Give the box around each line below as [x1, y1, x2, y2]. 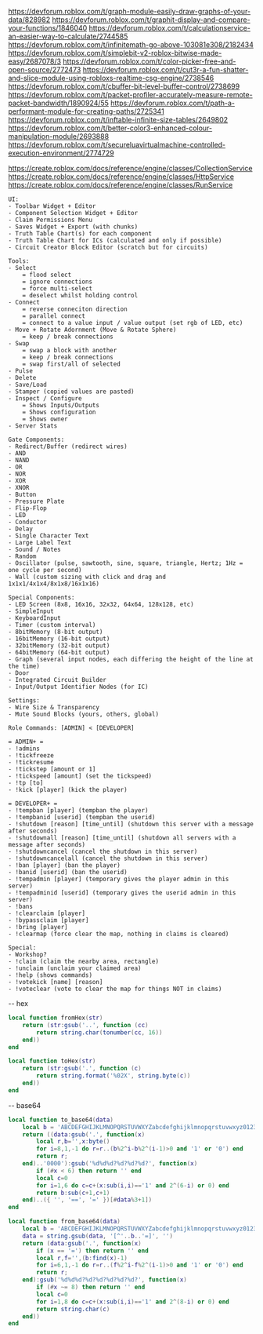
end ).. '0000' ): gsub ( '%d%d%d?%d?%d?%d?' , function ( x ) [22, 1160, 198, 1168]
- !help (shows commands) [8, 971, 92, 979]
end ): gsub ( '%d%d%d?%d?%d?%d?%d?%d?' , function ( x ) [22, 1276, 188, 1284]
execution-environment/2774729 [8, 148, 115, 158]
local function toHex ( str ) [8, 1057, 96, 1066]
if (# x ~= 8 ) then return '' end [36, 1283, 146, 1291]
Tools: [8, 257, 30, 265]
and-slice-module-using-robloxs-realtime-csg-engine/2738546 [8, 74, 214, 82]
